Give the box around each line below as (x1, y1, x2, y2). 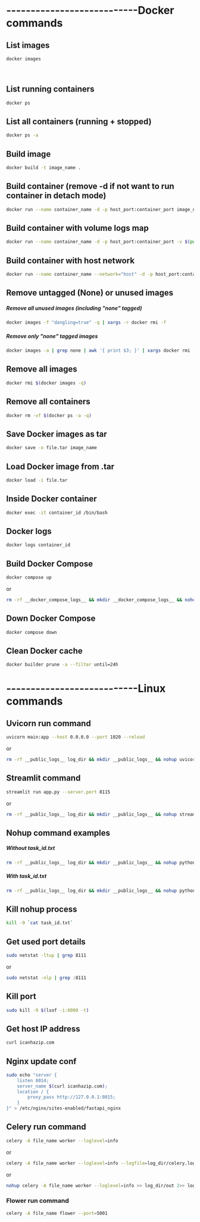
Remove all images (6, 364, 77, 374)
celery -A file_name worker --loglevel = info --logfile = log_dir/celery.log (6, 1160, 196, 1166)
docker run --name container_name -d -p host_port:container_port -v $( (6, 239, 190, 245)
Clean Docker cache (6, 645, 83, 656)
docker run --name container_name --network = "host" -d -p (6, 272, 153, 278)
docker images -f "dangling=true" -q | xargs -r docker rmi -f (6, 319, 167, 326)
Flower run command (6, 1197, 70, 1205)
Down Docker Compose (6, 614, 96, 624)
